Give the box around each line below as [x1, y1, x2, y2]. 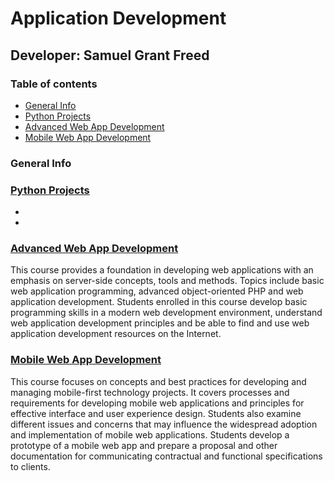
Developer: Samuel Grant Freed [10, 47, 210, 64]
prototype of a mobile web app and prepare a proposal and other [10, 439, 278, 451]
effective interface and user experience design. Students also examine [10, 407, 302, 419]
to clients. [10, 460, 51, 472]
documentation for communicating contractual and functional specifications [10, 450, 323, 462]
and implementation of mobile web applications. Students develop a [10, 428, 290, 441]
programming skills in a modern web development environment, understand [10, 307, 323, 319]
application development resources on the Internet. [10, 328, 222, 340]
